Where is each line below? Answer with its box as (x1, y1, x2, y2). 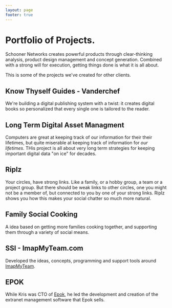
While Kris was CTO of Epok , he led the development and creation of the (5, 291, 159, 297)
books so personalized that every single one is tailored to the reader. (5, 106, 150, 112)
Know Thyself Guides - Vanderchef (5, 86, 120, 95)
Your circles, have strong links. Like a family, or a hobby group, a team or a (5, 179, 163, 185)
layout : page (5, 7, 33, 13)
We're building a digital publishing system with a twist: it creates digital (5, 100, 155, 106)
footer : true (5, 12, 33, 17)
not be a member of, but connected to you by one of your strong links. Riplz (5, 190, 165, 196)
